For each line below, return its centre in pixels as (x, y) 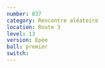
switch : (18, 54)
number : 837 (24, 14)
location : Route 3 (33, 27)
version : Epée (27, 40)
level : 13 (21, 34)
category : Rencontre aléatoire (52, 21)
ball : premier (27, 47)
